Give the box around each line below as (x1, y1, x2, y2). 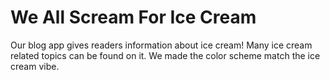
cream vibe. (10, 60, 60, 72)
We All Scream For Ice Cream (10, 6, 257, 29)
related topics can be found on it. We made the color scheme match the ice (10, 49, 321, 61)
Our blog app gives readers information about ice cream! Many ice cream (10, 39, 313, 51)
